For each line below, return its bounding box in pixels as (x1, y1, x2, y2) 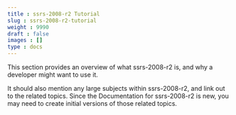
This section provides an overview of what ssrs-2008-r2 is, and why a (7, 63, 213, 71)
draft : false (7, 30, 50, 38)
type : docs (7, 43, 43, 50)
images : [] (7, 37, 43, 44)
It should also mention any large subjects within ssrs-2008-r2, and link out (7, 84, 225, 92)
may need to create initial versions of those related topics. (7, 99, 178, 107)
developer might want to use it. (7, 70, 98, 79)
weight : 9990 (7, 23, 50, 31)
